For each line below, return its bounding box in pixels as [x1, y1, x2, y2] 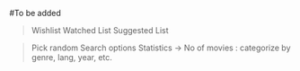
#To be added [9, 8, 61, 18]
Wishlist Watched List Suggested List [31, 25, 169, 35]
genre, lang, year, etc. [31, 52, 112, 62]
